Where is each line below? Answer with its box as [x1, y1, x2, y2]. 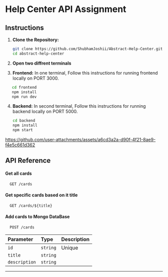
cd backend [12, 118, 35, 123]
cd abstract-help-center [12, 51, 64, 56]
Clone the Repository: [12, 37, 59, 43]
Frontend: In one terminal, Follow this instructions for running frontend [12, 70, 158, 76]
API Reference [5, 156, 51, 165]
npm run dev [11, 94, 37, 99]
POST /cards [9, 225, 35, 230]
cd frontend [11, 85, 37, 90]
